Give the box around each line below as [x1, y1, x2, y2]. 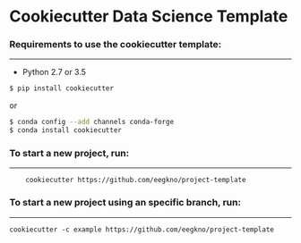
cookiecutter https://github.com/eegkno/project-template [25, 176, 246, 185]
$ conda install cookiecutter [9, 126, 123, 135]
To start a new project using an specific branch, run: [9, 197, 242, 209]
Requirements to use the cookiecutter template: [9, 38, 222, 51]
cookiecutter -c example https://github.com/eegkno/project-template [9, 225, 275, 234]
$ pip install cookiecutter [9, 84, 115, 93]
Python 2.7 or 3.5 [21, 67, 87, 78]
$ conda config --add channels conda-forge [9, 118, 175, 127]
